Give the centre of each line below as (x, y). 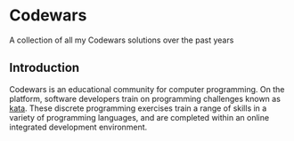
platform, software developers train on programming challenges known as (145, 98)
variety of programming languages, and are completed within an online (139, 117)
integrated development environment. (78, 127)
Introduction (45, 68)
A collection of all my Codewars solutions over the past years (122, 40)
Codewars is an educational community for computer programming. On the (147, 89)
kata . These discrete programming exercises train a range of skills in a (138, 108)
